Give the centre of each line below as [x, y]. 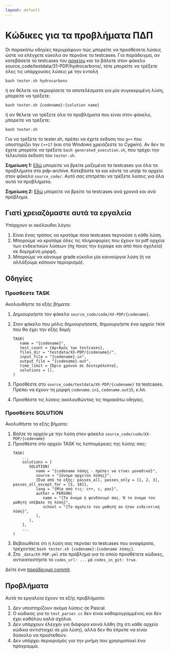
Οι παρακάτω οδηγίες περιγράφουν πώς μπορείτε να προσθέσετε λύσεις [83, 50]
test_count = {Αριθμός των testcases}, [62, 348]
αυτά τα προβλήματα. [29, 181]
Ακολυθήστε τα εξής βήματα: [37, 424]
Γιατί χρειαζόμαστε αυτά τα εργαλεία [68, 213]
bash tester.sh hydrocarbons [36, 81]
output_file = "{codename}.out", [55, 362]
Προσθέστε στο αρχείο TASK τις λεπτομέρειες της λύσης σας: [79, 444]
